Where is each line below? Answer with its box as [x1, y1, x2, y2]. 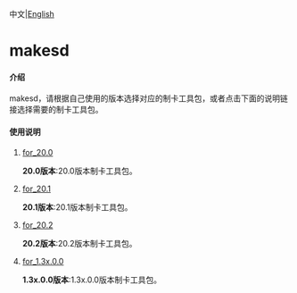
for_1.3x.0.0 [21, 255, 64, 266]
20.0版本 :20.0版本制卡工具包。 [21, 165, 137, 176]
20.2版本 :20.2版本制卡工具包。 [21, 238, 137, 248]
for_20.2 [21, 219, 54, 230]
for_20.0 [21, 146, 54, 157]
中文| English [9, 9, 55, 19]
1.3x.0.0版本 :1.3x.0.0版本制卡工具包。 [21, 274, 162, 285]
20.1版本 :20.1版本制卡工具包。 [21, 201, 133, 213]
